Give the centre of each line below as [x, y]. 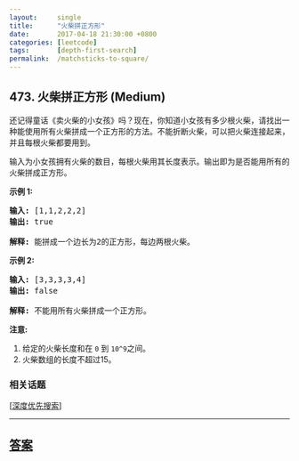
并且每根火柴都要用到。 [52, 142]
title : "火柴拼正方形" [57, 26]
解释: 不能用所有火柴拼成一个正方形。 [80, 311]
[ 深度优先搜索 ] [36, 406]
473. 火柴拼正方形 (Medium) [88, 97]
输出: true [31, 222]
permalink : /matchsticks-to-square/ [79, 59]
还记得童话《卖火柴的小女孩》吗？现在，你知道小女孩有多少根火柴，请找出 [145, 120]
